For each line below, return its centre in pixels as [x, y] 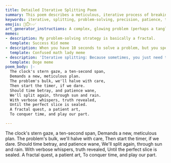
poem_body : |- [20, 67]
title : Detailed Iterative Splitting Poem [51, 10]
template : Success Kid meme [40, 43]
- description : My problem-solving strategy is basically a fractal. [81, 39]
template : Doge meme [32, 62]
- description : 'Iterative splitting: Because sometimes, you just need [84, 57]
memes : [12, 34]
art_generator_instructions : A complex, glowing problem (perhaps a [79, 29]
